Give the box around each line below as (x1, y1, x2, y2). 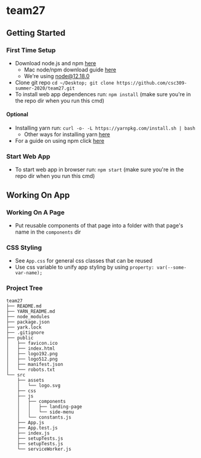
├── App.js (17, 419, 45, 425)
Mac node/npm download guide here (24, 66, 116, 73)
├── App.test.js (17, 425, 59, 431)
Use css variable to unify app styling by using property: (14, 264, 155, 271)
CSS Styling (6, 243, 42, 252)
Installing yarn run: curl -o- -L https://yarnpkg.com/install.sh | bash (14, 125, 196, 132)
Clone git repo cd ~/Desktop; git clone (14, 79, 115, 86)
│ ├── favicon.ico (6, 340, 59, 346)
